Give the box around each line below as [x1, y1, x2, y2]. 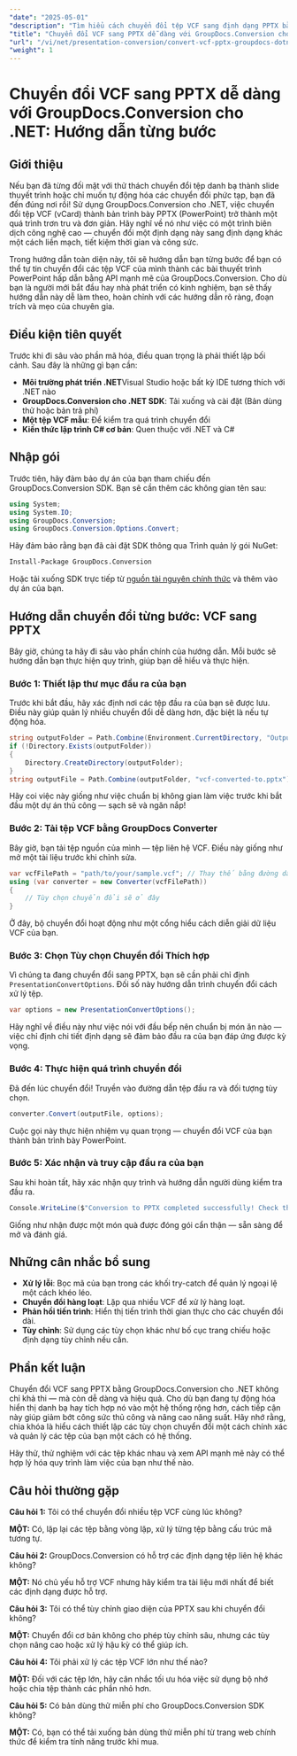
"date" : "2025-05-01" [9, 12, 89, 22]
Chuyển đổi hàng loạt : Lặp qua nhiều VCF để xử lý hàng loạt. [21, 1297, 246, 1308]
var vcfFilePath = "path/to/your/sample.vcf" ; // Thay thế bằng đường [9, 869, 278, 878]
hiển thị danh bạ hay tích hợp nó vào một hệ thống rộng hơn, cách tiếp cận [9, 1402, 281, 1413]
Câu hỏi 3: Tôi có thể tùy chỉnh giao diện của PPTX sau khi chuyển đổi [9, 1604, 265, 1614]
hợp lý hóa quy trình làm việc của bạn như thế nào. [9, 1457, 194, 1468]
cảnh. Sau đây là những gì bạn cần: [9, 360, 138, 370]
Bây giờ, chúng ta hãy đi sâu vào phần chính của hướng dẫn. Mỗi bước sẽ [9, 646, 277, 657]
